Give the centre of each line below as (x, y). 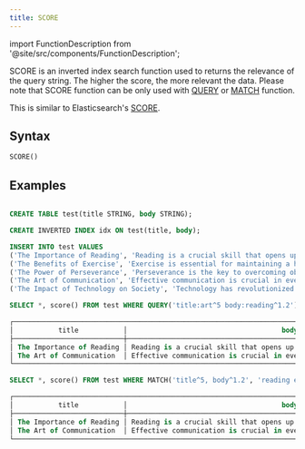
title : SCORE (34, 18)
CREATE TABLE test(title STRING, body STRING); (101, 214)
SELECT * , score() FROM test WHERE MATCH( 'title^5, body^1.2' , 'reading (150, 381)
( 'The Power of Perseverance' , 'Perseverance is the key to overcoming (148, 272)
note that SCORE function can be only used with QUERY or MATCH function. (152, 90)
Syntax (30, 137)
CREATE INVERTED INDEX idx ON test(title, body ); (105, 230)
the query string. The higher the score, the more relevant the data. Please (147, 80)
